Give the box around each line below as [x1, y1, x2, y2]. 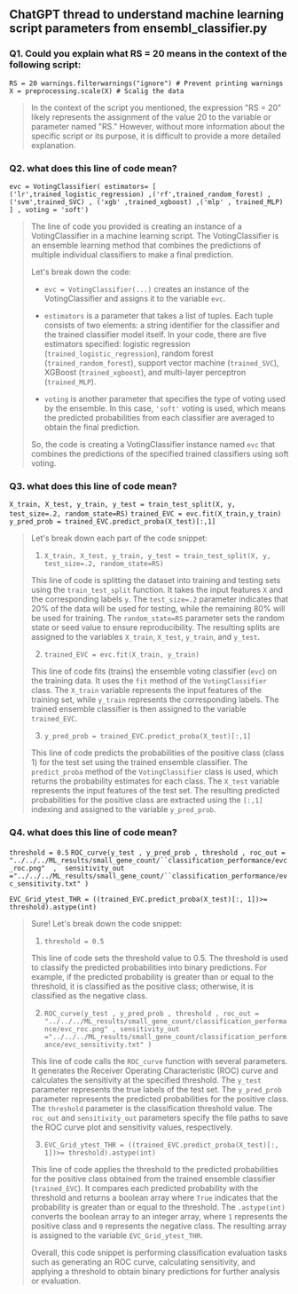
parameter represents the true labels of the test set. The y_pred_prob [30, 1084, 282, 1094]
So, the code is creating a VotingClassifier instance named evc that [30, 438, 276, 449]
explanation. [30, 139, 76, 150]
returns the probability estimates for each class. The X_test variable [30, 776, 279, 786]
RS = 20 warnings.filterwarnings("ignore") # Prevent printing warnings [9, 79, 284, 88]
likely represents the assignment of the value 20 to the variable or [30, 111, 271, 122]
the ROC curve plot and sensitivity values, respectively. [30, 1122, 233, 1132]
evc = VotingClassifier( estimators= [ [9, 182, 157, 191]
